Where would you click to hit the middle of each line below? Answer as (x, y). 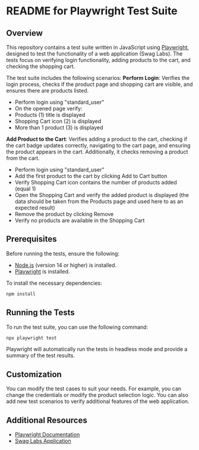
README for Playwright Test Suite (92, 11)
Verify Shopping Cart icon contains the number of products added (96, 182)
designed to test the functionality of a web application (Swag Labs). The (94, 54)
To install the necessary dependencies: (54, 283)
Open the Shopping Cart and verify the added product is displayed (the (102, 195)
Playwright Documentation (47, 434)
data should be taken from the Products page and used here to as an (99, 201)
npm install (21, 294)
